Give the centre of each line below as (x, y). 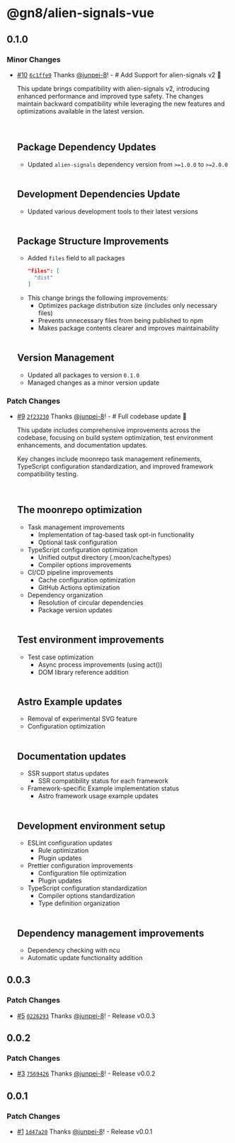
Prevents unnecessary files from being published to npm (120, 320)
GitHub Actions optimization (79, 587)
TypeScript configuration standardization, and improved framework (115, 467)
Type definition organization (79, 903)
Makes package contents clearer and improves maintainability (128, 328)
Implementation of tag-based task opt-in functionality (116, 534)
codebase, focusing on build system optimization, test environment (115, 438)
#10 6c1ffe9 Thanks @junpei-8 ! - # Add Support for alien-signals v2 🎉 (119, 74)
